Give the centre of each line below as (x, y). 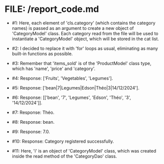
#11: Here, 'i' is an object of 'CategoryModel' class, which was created (84, 151)
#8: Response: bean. (33, 122)
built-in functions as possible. (42, 54)
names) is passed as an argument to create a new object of (73, 28)
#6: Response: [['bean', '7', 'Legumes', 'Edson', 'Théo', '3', (72, 97)
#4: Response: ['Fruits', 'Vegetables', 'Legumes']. (62, 78)
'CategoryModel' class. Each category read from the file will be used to (85, 33)
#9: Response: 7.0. (31, 131)
